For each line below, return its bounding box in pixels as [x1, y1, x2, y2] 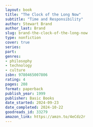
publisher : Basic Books [5, 95, 55, 100]
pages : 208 [5, 81, 28, 86]
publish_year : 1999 [5, 91, 46, 96]
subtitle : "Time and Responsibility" [5, 16, 84, 21]
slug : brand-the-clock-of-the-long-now [5, 30, 88, 35]
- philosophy [5, 58, 32, 63]
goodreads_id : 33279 [5, 109, 48, 115]
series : [5, 44, 21, 49]
